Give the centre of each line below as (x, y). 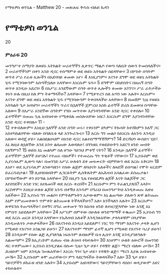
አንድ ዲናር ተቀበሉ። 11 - (25, 122)
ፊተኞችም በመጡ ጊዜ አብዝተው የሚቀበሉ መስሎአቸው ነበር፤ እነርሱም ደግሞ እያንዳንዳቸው (80, 116)
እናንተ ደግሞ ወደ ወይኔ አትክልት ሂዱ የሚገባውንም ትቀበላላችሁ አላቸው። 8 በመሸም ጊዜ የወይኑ (83, 99)
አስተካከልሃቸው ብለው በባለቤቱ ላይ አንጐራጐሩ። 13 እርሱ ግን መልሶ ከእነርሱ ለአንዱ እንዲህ (80, 133)
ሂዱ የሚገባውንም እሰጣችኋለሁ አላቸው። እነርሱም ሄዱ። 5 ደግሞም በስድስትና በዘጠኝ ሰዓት (79, 82)
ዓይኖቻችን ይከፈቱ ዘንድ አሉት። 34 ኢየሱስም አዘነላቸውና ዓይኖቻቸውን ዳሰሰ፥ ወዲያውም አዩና (82, 262)
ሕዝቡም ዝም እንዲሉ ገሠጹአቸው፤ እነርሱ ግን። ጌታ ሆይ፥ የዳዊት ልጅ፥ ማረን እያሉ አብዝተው (81, 251)
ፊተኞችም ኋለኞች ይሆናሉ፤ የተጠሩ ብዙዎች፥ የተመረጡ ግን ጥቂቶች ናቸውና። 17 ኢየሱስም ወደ (82, 156)
